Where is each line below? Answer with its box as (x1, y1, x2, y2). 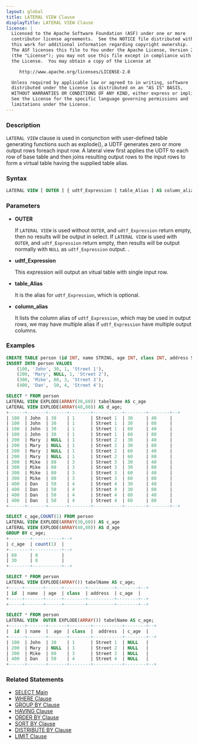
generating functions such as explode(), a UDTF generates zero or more (6, 141, 181, 148)
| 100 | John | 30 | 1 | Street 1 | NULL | (6, 639, 149, 645)
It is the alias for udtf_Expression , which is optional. (14, 291, 140, 299)
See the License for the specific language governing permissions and (11, 96, 189, 102)
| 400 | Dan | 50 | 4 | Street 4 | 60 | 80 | (6, 497, 173, 503)
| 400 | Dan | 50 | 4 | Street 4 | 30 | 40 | (6, 481, 173, 487)
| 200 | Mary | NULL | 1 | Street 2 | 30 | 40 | (6, 437, 173, 443)
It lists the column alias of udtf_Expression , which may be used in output (14, 314, 191, 321)
